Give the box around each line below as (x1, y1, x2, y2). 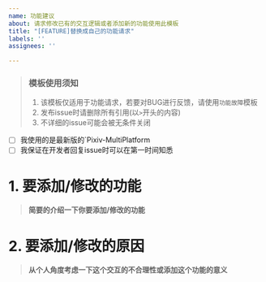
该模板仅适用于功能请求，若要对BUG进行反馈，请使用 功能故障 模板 (40, 98, 258, 107)
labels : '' (8, 34, 45, 43)
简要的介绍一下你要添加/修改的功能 (28, 205, 146, 215)
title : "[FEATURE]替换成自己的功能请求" (8, 27, 135, 35)
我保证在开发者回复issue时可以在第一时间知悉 (19, 145, 174, 155)
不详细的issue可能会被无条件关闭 (40, 118, 152, 128)
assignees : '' (8, 42, 57, 50)
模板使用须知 (28, 78, 79, 89)
